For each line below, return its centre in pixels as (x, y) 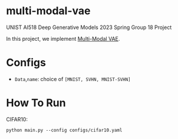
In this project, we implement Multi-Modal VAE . (63, 38)
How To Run (36, 103)
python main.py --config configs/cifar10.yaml (64, 130)
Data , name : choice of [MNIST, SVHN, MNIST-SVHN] (72, 79)
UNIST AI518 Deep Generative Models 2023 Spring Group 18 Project (89, 27)
